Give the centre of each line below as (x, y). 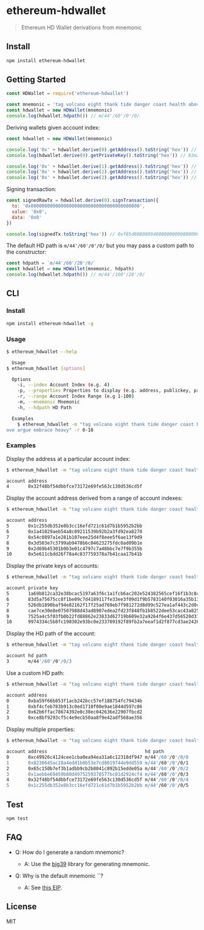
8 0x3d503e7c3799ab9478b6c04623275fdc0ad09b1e (74, 543)
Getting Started (36, 80)
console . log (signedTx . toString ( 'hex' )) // (61, 234)
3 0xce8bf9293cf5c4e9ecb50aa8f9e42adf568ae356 (74, 718)
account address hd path (85, 752)
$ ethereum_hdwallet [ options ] (46, 368)
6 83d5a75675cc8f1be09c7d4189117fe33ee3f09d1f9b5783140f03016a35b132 (104, 599)
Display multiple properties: (41, 729)
